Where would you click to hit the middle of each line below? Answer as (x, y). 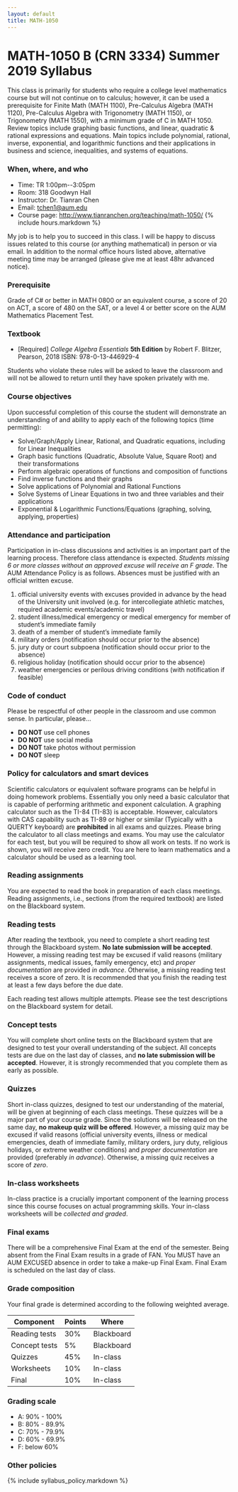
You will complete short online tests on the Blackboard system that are (110, 1040)
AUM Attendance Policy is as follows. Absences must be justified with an (114, 573)
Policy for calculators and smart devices (78, 774)
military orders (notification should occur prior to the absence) (108, 639)
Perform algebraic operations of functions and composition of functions (123, 471)
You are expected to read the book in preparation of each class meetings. (115, 891)
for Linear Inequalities (49, 448)
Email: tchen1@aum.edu (52, 207)
